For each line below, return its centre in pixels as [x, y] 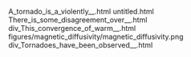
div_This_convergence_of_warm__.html [72, 28]
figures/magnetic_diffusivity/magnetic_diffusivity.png [96, 36]
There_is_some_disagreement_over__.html [78, 20]
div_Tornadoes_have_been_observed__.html [81, 45]
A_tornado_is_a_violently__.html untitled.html [81, 11]
